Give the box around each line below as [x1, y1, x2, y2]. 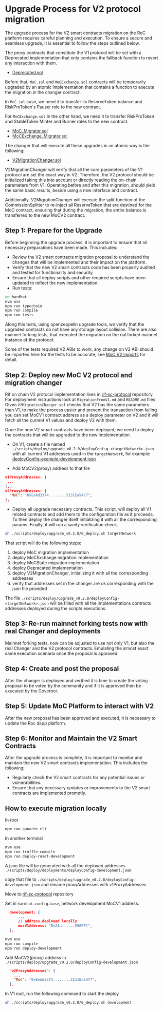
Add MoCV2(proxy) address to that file [12, 465, 90, 471]
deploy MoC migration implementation [12, 550, 89, 555]
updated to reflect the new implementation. [12, 280, 99, 286]
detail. [5, 357, 18, 362]
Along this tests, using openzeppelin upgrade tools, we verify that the [5, 322, 145, 327]
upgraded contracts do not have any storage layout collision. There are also [5, 326, 157, 332]
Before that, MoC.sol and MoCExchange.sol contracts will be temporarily [5, 79, 146, 85]
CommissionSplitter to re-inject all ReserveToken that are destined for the [5, 202, 152, 208]
